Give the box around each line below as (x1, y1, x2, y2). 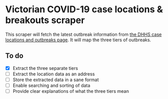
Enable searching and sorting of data (12, 82, 91, 88)
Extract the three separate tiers (12, 65, 78, 71)
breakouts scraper (5, 14, 85, 26)
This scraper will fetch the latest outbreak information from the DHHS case (5, 31, 162, 37)
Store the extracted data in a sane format (12, 77, 99, 83)
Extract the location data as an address (12, 70, 95, 77)
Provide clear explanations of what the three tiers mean (12, 88, 129, 94)
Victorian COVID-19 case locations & (5, 4, 163, 15)
